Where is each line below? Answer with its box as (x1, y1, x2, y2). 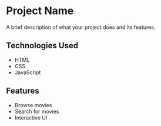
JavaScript (14, 69, 41, 76)
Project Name (6, 4, 74, 18)
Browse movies (14, 101, 52, 108)
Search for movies (14, 108, 59, 115)
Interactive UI (14, 114, 48, 121)
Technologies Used (6, 41, 78, 51)
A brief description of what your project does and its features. (6, 24, 156, 31)
